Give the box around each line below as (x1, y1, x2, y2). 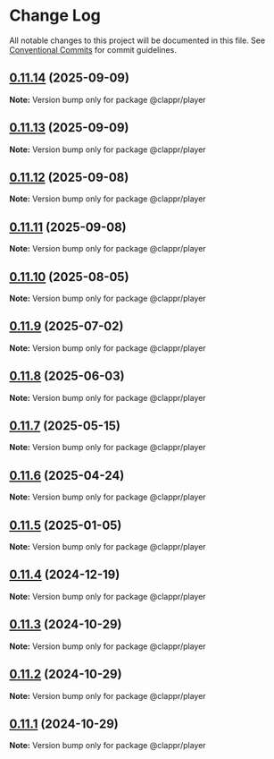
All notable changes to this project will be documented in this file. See (9, 35, 266, 46)
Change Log (9, 5, 101, 26)
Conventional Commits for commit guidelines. (9, 44, 177, 55)
